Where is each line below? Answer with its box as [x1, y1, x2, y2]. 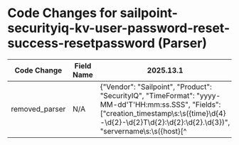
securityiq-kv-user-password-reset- [7, 20, 230, 36]
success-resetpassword [7, 36, 155, 51]
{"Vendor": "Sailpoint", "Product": [100, 82, 212, 92]
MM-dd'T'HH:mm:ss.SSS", [100, 100, 191, 109]
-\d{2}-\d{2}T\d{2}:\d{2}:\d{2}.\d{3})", [100, 117, 230, 127]
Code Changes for [7, 5, 117, 21]
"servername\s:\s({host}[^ [100, 126, 187, 136]
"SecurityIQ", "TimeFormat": [100, 90, 195, 100]
